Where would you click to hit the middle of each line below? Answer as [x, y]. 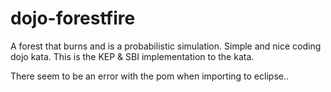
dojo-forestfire [73, 18]
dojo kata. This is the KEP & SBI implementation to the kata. [132, 56]
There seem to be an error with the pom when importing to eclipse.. [149, 76]
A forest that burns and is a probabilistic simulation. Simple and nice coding [166, 46]
